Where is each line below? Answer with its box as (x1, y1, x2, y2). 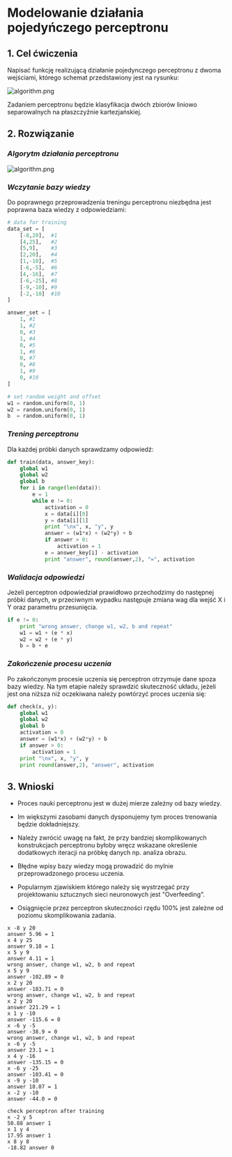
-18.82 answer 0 (7, 1144, 54, 1151)
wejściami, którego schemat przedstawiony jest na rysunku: (7, 73, 180, 82)
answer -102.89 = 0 (7, 974, 64, 981)
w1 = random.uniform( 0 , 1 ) (7, 400, 86, 407)
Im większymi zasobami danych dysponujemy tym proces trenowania (17, 812, 217, 821)
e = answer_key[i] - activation (44, 549, 139, 556)
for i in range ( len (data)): (20, 485, 101, 492)
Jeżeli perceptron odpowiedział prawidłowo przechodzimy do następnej (7, 588, 215, 596)
